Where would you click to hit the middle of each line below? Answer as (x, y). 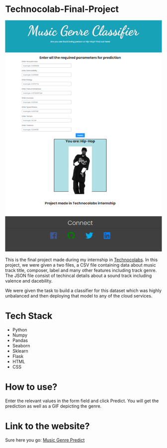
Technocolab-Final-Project (62, 9)
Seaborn (21, 345)
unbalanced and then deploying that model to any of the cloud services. (79, 296)
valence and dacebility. (29, 281)
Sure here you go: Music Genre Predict (45, 440)
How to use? (31, 387)
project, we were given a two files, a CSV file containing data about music (81, 265)
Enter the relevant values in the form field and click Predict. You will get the (82, 401)
